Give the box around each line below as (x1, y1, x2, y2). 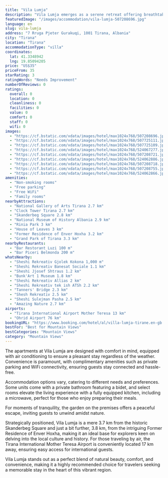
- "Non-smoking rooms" (9, 180, 57, 185)
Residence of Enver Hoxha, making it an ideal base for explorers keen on (5, 430, 155, 436)
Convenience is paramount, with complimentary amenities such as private (5, 358, 158, 365)
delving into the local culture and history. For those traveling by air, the (5, 435, 150, 442)
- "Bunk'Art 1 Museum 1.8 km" (9, 273, 72, 279)
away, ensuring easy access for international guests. (5, 446, 114, 452)
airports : (5, 306, 26, 311)
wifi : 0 (9, 124, 26, 129)
